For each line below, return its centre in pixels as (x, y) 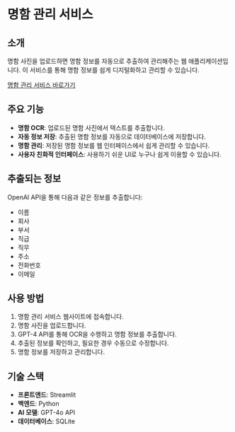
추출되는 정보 (34, 179)
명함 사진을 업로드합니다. (52, 325)
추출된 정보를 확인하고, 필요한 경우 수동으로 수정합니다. (93, 343)
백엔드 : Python (38, 404)
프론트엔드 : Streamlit (47, 395)
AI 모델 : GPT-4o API (46, 413)
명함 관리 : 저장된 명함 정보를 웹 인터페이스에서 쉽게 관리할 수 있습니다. (114, 145)
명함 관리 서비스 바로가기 (41, 85)
